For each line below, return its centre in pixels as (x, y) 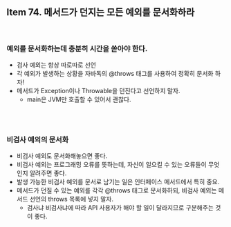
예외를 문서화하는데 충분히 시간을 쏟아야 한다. (77, 48)
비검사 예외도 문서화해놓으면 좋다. (62, 156)
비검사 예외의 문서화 (38, 140)
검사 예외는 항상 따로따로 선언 (56, 65)
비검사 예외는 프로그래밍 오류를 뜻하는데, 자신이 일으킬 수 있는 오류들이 (111, 165)
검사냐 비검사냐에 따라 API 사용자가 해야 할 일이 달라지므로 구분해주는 (120, 208)
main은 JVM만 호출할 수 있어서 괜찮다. (79, 99)
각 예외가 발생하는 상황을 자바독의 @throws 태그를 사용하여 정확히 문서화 (115, 74)
